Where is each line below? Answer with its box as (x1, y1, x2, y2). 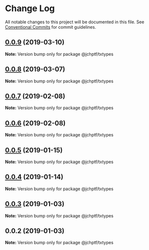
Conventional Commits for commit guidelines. (5, 24, 96, 30)
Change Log (5, 3, 55, 14)
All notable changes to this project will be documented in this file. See (5, 19, 145, 25)
